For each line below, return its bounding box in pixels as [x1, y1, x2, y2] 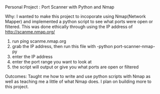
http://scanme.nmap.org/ [5, 29, 55, 34]
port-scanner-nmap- [113, 44, 155, 49]
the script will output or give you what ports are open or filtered [12, 64, 139, 70]
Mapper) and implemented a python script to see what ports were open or [5, 19, 153, 24]
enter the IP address [12, 54, 53, 60]
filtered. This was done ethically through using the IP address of [5, 24, 133, 30]
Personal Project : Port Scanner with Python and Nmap [5, 4, 115, 10]
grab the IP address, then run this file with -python [12, 44, 113, 49]
